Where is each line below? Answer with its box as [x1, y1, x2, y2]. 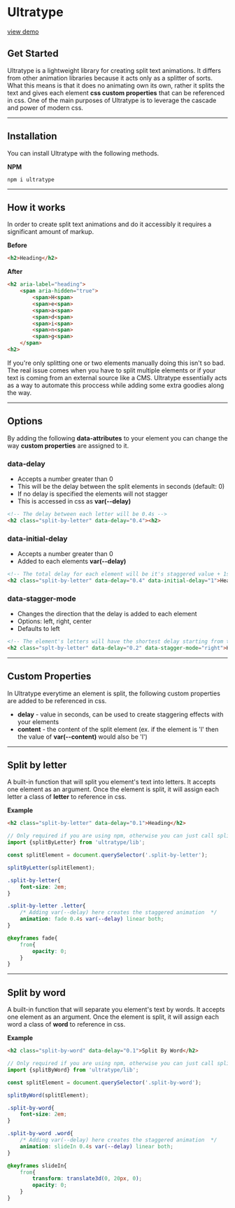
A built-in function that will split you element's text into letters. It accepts [7, 778, 216, 786]
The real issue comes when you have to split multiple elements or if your [7, 366, 216, 375]
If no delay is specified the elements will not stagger [17, 490, 168, 498]
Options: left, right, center [17, 617, 92, 625]
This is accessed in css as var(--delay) [17, 497, 131, 505]
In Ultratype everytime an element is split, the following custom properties [7, 689, 220, 697]
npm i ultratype [7, 176, 55, 183]
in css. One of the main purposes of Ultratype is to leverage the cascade [7, 96, 217, 104]
